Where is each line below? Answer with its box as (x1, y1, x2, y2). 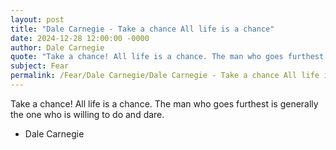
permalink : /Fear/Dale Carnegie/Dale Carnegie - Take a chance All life (10, 71, 320, 81)
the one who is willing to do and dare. (10, 108, 165, 120)
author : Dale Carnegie (10, 42, 105, 53)
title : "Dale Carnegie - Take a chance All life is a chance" (10, 24, 275, 34)
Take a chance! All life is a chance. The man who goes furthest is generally (10, 97, 319, 110)
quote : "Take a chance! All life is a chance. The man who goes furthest (10, 52, 325, 62)
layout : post (10, 14, 65, 25)
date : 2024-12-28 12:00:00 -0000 (10, 33, 150, 43)
